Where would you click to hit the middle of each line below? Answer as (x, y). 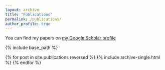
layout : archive (22, 10)
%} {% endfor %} (23, 62)
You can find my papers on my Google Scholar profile (61, 38)
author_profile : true (28, 24)
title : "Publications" (29, 14)
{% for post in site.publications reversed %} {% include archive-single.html (83, 57)
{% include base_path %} (32, 47)
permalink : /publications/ (33, 19)
